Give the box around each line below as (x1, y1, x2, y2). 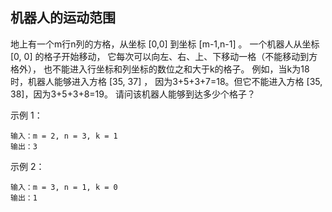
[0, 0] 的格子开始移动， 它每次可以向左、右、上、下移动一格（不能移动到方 (10, 50, 318, 62)
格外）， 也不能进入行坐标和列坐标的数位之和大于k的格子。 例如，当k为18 (10, 63, 310, 75)
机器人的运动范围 (10, 9, 116, 27)
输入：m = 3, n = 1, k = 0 (10, 182, 118, 192)
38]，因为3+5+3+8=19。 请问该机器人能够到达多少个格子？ (10, 88, 256, 100)
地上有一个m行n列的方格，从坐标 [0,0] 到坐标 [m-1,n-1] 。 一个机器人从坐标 (10, 38, 320, 50)
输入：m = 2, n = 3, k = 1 (10, 131, 118, 141)
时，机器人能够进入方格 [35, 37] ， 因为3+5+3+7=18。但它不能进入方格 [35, (10, 75, 323, 87)
